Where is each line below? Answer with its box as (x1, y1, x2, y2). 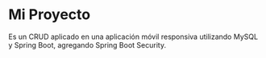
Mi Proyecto (8, 6, 91, 24)
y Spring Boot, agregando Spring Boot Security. (8, 40, 167, 49)
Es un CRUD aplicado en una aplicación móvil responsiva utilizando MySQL (8, 32, 259, 41)
